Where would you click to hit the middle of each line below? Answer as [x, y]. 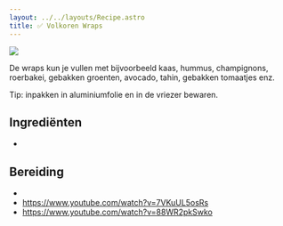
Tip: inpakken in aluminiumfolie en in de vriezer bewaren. [114, 94]
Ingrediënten [46, 122]
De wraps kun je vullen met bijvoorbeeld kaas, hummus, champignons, [139, 68]
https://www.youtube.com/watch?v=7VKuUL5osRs [115, 203]
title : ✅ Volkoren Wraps [56, 26]
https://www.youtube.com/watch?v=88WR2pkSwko [117, 212]
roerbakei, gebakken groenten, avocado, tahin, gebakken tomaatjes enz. [142, 77]
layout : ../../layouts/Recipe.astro [77, 17]
